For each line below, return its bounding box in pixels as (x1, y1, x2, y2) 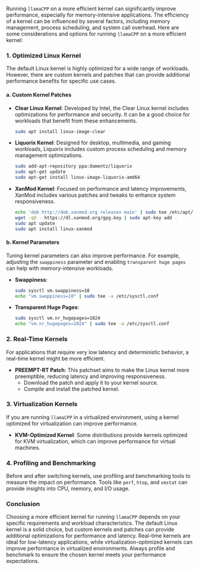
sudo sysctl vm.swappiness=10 (14, 288, 90, 294)
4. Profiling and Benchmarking (6, 459, 96, 467)
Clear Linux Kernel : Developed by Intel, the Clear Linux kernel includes (14, 104, 189, 112)
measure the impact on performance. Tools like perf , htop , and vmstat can (6, 478, 188, 486)
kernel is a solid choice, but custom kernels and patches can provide (6, 526, 175, 533)
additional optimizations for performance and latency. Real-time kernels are (6, 532, 191, 540)
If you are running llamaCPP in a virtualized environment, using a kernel (6, 413, 179, 421)
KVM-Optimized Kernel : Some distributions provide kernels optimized (14, 431, 188, 439)
